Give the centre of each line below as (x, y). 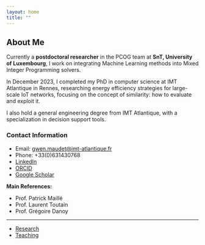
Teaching (27, 235)
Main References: (29, 186)
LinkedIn (26, 162)
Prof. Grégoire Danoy (41, 211)
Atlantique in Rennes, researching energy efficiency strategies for (89, 88)
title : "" (19, 18)
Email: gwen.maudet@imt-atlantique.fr (63, 148)
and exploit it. (23, 101)
